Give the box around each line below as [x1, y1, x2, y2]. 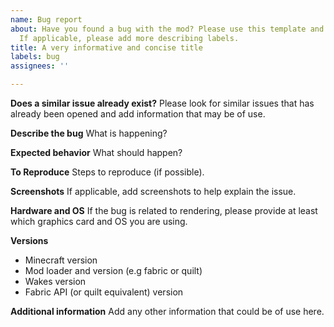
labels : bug [10, 52, 60, 62]
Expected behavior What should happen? [10, 147, 183, 158]
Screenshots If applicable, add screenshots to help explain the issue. [10, 186, 297, 197]
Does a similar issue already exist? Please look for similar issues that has [10, 97, 315, 109]
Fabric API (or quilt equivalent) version [24, 286, 184, 298]
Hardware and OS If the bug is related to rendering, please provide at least [10, 205, 318, 216]
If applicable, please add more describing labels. [19, 33, 240, 43]
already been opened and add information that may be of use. [10, 108, 266, 120]
